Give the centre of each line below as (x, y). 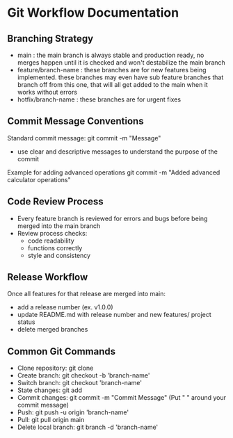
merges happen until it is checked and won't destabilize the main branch (121, 63)
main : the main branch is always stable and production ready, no (111, 55)
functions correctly (55, 248)
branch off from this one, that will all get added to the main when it (113, 84)
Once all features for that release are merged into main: (86, 294)
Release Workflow (48, 277)
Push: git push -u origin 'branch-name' (73, 412)
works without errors (47, 92)
